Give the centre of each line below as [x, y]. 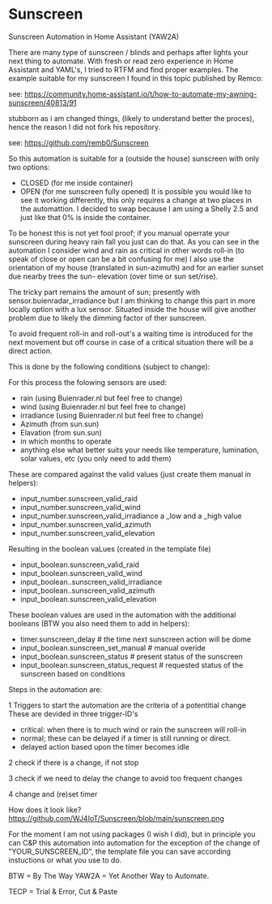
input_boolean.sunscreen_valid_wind [81, 573]
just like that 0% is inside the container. [85, 217]
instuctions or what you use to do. [65, 860]
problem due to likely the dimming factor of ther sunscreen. [107, 318]
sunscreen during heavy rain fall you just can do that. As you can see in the [134, 241]
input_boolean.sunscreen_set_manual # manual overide [113, 647]
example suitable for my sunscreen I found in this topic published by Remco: [136, 78]
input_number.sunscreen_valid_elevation [87, 533]
